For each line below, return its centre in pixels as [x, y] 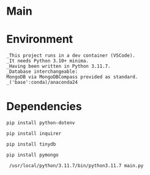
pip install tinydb [31, 144]
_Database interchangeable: [42, 72]
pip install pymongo [33, 155]
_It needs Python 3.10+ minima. [47, 61]
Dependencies [44, 107]
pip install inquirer [34, 134]
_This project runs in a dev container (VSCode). [71, 56]
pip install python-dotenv [41, 123]
